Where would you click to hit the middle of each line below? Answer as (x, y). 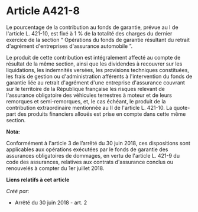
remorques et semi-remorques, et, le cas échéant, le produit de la (86, 101)
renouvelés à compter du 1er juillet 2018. (55, 168)
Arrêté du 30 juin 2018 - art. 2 (51, 203)
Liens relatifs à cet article (38, 180)
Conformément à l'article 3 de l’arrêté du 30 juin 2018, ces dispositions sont (98, 143)
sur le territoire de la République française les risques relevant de (86, 89)
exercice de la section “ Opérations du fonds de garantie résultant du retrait (98, 40)
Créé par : (18, 191)
